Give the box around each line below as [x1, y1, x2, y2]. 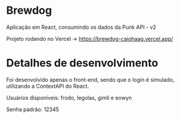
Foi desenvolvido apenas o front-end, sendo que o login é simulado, [6, 76, 175, 83]
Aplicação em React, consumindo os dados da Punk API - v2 [6, 23, 157, 31]
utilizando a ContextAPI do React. [6, 82, 89, 90]
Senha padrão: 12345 [6, 106, 59, 113]
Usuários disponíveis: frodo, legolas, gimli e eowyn [6, 94, 132, 101]
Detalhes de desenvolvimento [6, 56, 158, 70]
